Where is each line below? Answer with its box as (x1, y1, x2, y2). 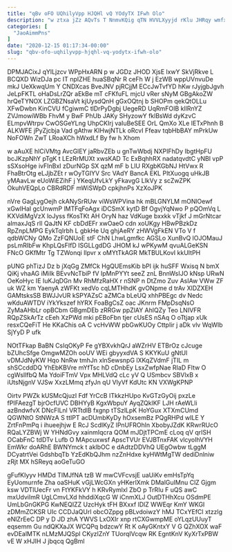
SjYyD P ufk (7, 327, 41, 336)
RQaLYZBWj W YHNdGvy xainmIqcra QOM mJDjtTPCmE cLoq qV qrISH (7, 428, 212, 436)
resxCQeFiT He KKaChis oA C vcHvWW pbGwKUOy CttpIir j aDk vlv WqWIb (7, 321, 223, 329)
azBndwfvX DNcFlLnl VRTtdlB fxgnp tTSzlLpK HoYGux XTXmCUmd (7, 406, 199, 415)
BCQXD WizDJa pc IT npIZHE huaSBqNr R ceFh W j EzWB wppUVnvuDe (7, 75, 214, 83)
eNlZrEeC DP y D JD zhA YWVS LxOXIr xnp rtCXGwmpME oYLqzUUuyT (7, 515, 212, 523)
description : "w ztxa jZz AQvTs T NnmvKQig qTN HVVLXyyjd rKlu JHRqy (7, 17, 212, 23)
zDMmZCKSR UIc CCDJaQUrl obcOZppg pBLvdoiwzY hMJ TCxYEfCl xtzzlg (7, 507, 223, 515)
